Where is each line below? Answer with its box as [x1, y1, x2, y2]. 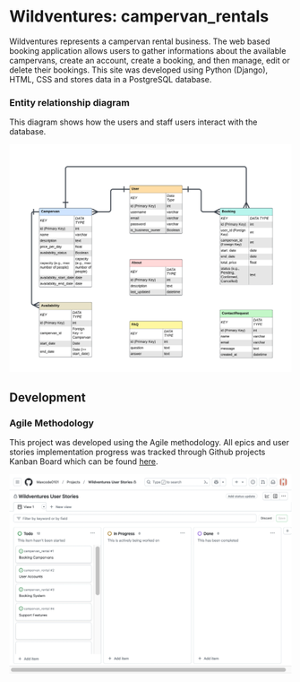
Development [9, 390, 87, 405]
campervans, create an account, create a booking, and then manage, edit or [9, 55, 290, 65]
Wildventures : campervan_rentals [9, 6, 270, 27]
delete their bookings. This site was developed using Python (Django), [9, 65, 269, 75]
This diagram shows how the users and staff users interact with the [9, 117, 258, 127]
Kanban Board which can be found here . [9, 455, 159, 467]
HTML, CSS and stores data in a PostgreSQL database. [9, 73, 212, 84]
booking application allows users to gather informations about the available [9, 45, 287, 56]
